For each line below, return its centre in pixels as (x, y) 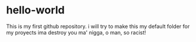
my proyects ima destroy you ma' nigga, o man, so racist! (76, 32)
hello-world (36, 10)
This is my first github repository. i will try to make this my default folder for (98, 26)
